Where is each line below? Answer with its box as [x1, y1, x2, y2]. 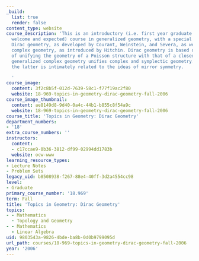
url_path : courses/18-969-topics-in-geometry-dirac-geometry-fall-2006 [6, 240, 187, 246]
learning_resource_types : [6, 157, 70, 163]
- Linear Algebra [11, 229, 54, 235]
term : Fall [6, 196, 33, 202]
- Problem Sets [6, 168, 44, 174]
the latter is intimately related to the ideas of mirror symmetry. [11, 63, 184, 70]
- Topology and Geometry [11, 218, 73, 224]
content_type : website [6, 25, 62, 31]
